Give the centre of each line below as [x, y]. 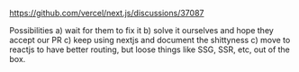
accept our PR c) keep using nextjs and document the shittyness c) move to [150, 40]
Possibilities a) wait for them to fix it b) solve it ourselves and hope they [142, 30]
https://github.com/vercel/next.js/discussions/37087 [107, 13]
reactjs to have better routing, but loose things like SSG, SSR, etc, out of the [150, 49]
